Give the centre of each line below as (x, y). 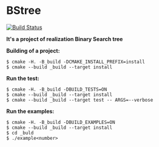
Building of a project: (33, 51)
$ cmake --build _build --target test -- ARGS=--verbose (80, 100)
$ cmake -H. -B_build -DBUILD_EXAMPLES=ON (61, 122)
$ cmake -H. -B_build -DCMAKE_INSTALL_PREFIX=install (76, 62)
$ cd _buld (20, 133)
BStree (24, 11)
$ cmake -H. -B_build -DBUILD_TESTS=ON (57, 89)
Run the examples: (30, 111)
